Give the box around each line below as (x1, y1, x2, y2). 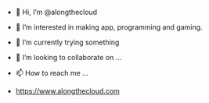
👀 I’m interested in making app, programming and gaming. (15, 23, 203, 31)
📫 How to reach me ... (15, 69, 88, 77)
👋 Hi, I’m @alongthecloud (15, 8, 98, 16)
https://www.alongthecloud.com (15, 87, 120, 95)
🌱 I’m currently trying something (15, 37, 120, 47)
